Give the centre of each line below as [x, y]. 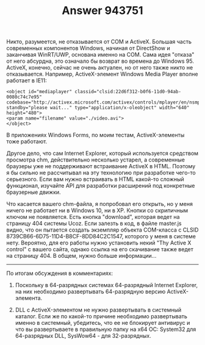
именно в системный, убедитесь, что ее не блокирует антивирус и [103, 323]
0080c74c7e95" [24, 97]
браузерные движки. [34, 192]
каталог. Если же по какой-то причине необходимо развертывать [101, 316]
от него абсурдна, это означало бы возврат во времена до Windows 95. [100, 61]
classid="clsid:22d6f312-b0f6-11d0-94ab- [128, 92]
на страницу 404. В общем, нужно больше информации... [81, 256]
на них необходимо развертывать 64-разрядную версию [90, 292]
